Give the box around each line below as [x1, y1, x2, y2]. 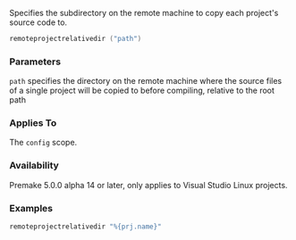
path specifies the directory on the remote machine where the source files [9, 76, 283, 87]
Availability [9, 160, 60, 172]
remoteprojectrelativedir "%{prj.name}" [9, 222, 163, 231]
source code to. [9, 17, 68, 28]
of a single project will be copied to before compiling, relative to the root [9, 85, 275, 96]
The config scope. [9, 137, 78, 148]
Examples [9, 202, 54, 214]
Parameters [9, 55, 61, 68]
